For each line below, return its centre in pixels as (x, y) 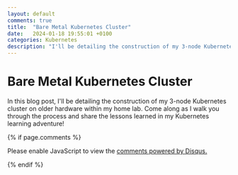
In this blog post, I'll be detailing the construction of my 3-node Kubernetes (117, 101)
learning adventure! (36, 123)
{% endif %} (25, 164)
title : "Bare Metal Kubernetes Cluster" (69, 27)
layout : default (31, 14)
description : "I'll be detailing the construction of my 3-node (104, 47)
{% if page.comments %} (44, 137)
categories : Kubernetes (42, 40)
